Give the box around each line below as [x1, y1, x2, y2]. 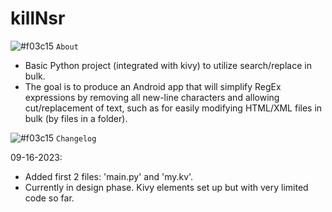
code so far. [24, 192, 75, 204]
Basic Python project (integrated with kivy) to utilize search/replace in [24, 59, 312, 71]
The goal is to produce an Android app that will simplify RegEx [24, 80, 282, 92]
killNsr [10, 7, 66, 30]
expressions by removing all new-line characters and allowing [24, 91, 280, 103]
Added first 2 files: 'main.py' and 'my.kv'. [24, 170, 194, 182]
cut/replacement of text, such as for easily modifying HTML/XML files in [24, 102, 323, 114]
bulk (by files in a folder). [24, 112, 128, 124]
